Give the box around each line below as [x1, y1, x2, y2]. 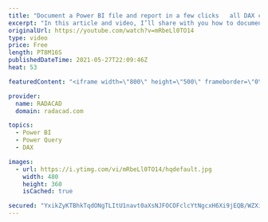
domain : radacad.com [15, 107, 84, 115]
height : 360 [22, 180, 62, 188]
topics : [8, 121, 34, 130]
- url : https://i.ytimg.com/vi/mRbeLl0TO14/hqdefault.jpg [15, 165, 213, 173]
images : [8, 158, 34, 166]
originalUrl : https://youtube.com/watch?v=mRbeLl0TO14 [8, 26, 195, 34]
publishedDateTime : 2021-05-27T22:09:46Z [8, 56, 148, 64]
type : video [8, 33, 48, 42]
